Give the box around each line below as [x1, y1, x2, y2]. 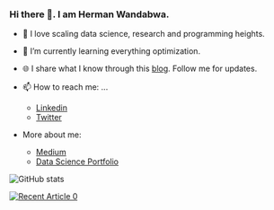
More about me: [22, 129, 83, 140]
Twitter [35, 112, 63, 123]
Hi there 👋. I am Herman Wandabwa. [9, 8, 170, 21]
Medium [35, 147, 66, 158]
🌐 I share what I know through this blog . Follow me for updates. [22, 63, 258, 74]
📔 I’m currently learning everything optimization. [22, 46, 200, 57]
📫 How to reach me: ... [22, 82, 109, 92]
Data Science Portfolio [35, 156, 119, 167]
